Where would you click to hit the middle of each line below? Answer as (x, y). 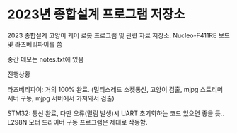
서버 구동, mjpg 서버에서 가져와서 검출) (61, 98)
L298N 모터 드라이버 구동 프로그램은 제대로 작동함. (77, 122)
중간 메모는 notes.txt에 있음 (46, 59)
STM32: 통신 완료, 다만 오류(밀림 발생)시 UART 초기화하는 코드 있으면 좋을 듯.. (116, 113)
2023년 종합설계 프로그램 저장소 (96, 15)
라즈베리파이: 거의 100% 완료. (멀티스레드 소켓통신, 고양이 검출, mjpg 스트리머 (115, 89)
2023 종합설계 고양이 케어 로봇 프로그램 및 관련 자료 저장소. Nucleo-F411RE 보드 (118, 35)
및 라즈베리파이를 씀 (35, 44)
